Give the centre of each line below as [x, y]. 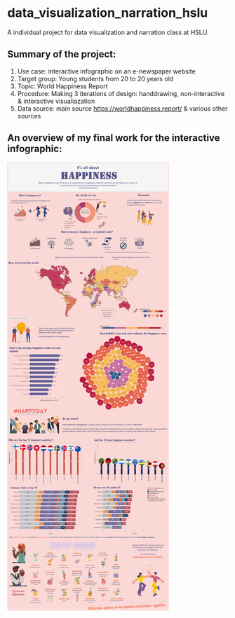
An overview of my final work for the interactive [114, 138]
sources [29, 116]
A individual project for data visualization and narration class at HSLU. [108, 32]
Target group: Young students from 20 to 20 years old [95, 78]
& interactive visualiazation [56, 101]
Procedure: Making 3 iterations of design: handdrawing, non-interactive [121, 93]
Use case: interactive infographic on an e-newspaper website [107, 71]
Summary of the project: [62, 54]
